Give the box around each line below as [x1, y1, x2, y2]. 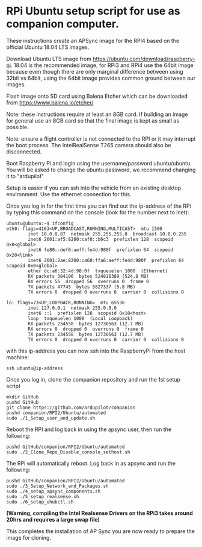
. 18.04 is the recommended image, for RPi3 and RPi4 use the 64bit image [10, 62, 194, 69]
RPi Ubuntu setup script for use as [6, 4, 180, 18]
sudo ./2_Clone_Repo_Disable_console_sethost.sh [6, 449, 130, 455]
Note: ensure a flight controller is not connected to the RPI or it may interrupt [6, 135, 196, 142]
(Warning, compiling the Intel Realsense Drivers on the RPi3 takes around [6, 509, 194, 517]
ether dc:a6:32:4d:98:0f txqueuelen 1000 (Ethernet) [28, 267, 168, 274]
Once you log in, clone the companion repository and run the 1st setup [6, 376, 180, 383]
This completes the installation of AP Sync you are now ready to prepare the [6, 527, 195, 535]
